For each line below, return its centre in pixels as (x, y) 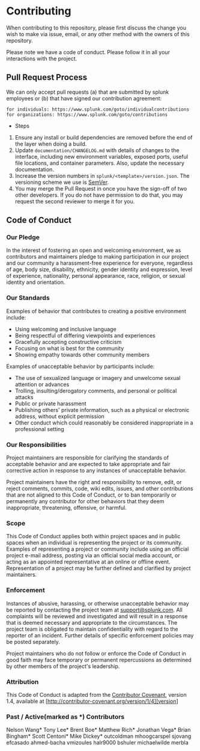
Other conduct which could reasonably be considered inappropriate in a (104, 423)
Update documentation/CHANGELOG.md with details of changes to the (97, 150)
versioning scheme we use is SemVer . (62, 182)
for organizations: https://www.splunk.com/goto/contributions (87, 115)
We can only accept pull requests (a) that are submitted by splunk (88, 92)
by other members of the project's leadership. (63, 666)
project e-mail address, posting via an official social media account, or (93, 556)
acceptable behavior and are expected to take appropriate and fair (88, 464)
